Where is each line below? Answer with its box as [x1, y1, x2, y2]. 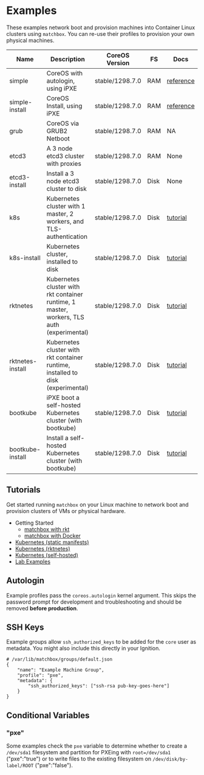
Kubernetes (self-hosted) [15, 551, 79, 559]
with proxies [46, 159, 82, 168]
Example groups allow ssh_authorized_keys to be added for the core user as [6, 638, 196, 646]
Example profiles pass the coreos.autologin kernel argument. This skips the [6, 591, 196, 599]
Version [106, 58, 130, 67]
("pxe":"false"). [35, 762, 73, 769]
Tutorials [6, 484, 41, 495]
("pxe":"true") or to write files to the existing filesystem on [6, 755, 152, 763]
